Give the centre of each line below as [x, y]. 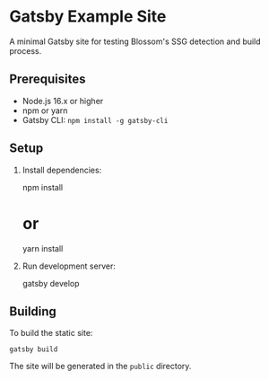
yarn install [43, 248]
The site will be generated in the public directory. [100, 367]
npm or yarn [45, 110]
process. [26, 50]
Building [33, 311]
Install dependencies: [62, 170]
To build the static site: [51, 333]
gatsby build [34, 349]
